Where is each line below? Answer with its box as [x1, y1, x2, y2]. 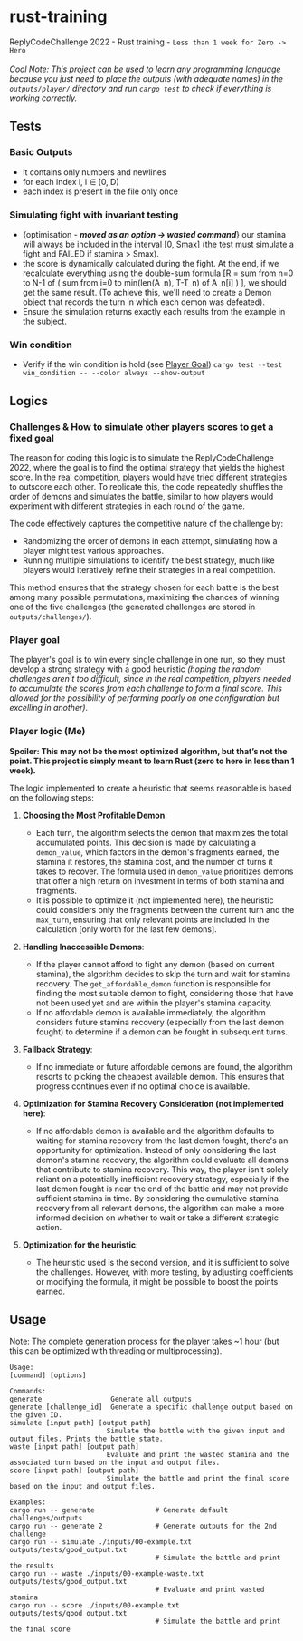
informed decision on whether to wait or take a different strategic [35, 1212, 279, 1223]
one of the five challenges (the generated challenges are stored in [9, 601, 256, 612]
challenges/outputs [9, 1514, 83, 1523]
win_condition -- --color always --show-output [22, 369, 205, 378]
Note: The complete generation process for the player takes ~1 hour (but [9, 1335, 279, 1347]
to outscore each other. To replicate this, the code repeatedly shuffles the [9, 481, 284, 491]
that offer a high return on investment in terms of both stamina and [35, 875, 285, 886]
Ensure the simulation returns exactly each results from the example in [22, 306, 286, 316]
